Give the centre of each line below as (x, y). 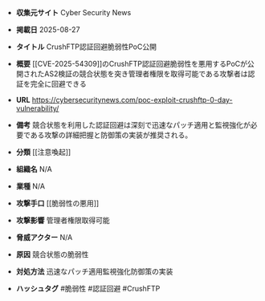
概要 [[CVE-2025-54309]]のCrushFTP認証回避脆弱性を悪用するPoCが (131, 64)
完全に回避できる (58, 84)
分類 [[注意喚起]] (43, 152)
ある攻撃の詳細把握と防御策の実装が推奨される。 (111, 135)
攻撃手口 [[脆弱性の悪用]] (57, 203)
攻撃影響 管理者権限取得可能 (63, 220)
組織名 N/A (34, 169)
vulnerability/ (37, 108)
